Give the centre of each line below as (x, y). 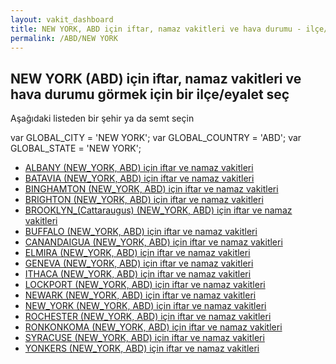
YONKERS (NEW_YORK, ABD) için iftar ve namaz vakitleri (142, 348)
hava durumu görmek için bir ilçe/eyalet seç (150, 94)
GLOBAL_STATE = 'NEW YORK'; (76, 148)
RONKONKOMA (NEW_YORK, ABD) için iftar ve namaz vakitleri (153, 327)
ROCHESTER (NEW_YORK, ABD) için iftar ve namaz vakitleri (148, 317)
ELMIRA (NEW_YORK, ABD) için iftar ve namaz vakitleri (137, 253)
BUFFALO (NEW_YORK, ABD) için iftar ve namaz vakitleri (141, 232)
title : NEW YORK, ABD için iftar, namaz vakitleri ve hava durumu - (156, 29)
